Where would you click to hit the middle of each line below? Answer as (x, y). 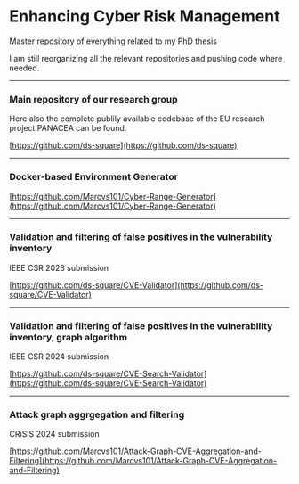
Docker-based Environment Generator (93, 177)
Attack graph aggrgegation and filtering (97, 414)
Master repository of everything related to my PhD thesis (113, 41)
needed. (24, 68)
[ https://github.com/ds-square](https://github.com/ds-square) (123, 145)
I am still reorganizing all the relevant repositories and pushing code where (146, 58)
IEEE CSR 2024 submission (59, 357)
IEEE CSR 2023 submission (59, 267)
